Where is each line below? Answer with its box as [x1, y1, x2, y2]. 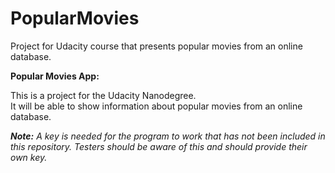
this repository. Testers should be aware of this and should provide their [10, 140, 308, 152]
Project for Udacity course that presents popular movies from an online [10, 40, 303, 52]
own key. [10, 151, 48, 163]
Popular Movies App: [10, 70, 100, 82]
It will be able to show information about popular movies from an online [10, 100, 303, 112]
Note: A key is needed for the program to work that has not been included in [10, 130, 326, 142]
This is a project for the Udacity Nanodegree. [10, 89, 197, 101]
